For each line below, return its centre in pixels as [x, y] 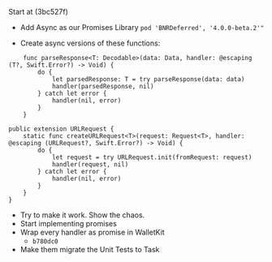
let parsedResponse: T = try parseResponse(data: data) [148, 79]
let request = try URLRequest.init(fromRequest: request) [152, 157]
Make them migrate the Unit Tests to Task [90, 249]
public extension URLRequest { [61, 129]
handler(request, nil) [90, 165]
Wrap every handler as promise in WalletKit [92, 232]
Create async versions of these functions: [90, 43]
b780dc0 [45, 242]
